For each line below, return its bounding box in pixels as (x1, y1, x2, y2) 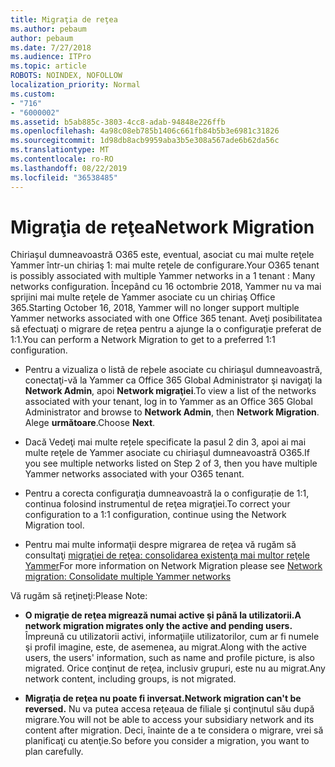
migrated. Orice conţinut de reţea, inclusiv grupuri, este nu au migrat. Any (24, 662, 326, 675)
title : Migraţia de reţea (10, 14, 118, 25)
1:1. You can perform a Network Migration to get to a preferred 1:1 (10, 334, 276, 346)
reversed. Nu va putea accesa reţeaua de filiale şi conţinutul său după (24, 703, 315, 715)
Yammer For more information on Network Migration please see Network (24, 560, 323, 572)
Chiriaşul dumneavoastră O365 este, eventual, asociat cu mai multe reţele (10, 249, 315, 261)
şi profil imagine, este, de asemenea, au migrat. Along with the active (24, 641, 307, 653)
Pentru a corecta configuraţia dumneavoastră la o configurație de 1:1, (24, 487, 310, 500)
